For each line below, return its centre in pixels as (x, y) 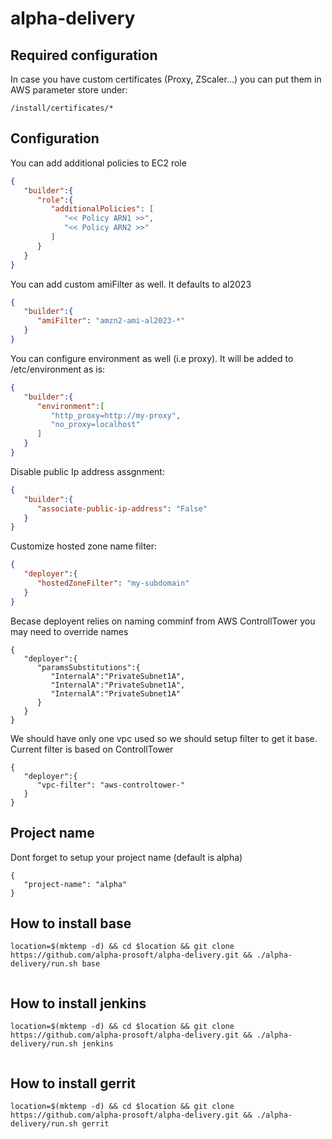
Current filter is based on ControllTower (92, 749)
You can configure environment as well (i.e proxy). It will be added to (152, 358)
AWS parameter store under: (69, 90)
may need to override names (69, 631)
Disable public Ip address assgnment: (87, 471)
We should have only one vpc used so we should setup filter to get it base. (164, 738)
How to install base (71, 923)
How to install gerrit (73, 1083)
